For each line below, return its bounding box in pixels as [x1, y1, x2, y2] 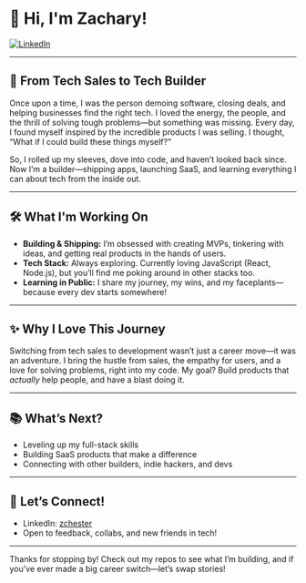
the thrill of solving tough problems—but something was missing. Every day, [9, 117, 295, 128]
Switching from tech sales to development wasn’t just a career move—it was [9, 345, 296, 356]
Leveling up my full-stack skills [22, 439, 139, 450]
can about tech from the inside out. [9, 173, 141, 184]
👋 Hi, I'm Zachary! [9, 8, 148, 29]
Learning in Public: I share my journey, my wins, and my [22, 277, 235, 288]
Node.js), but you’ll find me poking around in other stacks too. [22, 267, 255, 278]
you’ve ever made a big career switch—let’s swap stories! [9, 564, 226, 574]
